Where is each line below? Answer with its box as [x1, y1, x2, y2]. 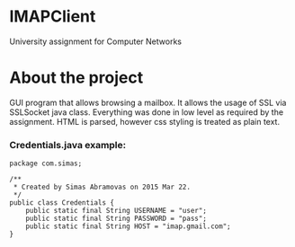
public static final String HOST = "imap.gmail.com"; [25, 222, 231, 231]
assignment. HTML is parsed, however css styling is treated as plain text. [9, 116, 281, 127]
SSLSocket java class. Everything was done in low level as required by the [9, 106, 284, 118]
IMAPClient [9, 6, 96, 27]
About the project [9, 67, 144, 88]
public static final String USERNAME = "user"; [25, 207, 207, 216]
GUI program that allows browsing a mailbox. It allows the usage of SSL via [9, 97, 287, 108]
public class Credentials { [9, 198, 115, 207]
